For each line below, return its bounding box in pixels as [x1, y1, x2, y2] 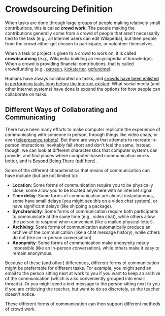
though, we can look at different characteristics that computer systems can [5, 147, 158, 153]
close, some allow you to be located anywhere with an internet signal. [12, 187, 154, 193]
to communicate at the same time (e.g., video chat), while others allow [12, 213, 155, 219]
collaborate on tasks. [5, 91, 48, 97]
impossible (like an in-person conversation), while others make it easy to [12, 245, 160, 251]
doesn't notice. [5, 291, 36, 297]
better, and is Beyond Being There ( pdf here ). [5, 158, 97, 164]
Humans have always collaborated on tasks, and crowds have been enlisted [5, 75, 159, 81]
